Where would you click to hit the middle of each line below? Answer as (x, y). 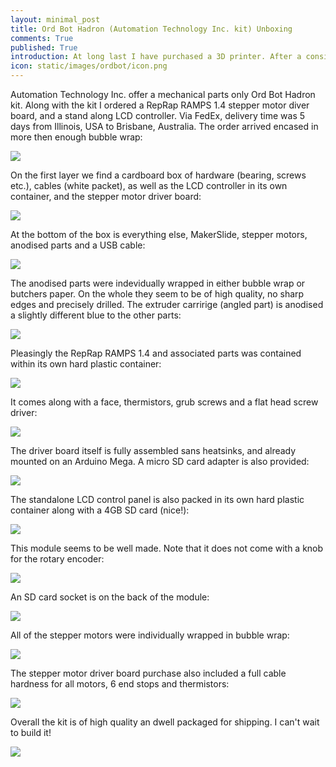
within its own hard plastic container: (86, 364)
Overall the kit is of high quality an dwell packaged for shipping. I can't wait (165, 722)
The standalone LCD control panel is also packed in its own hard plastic (157, 499)
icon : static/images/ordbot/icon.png (89, 66)
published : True (44, 47)
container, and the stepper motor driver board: (106, 196)
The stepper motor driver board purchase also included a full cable (148, 673)
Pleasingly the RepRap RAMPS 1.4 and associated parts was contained (156, 353)
